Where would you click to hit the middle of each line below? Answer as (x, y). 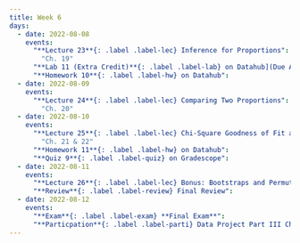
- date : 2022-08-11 (54, 166)
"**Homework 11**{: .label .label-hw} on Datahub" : (131, 150)
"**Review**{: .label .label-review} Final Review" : (133, 191)
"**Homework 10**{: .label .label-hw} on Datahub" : (131, 76)
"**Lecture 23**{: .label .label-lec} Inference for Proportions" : (161, 51)
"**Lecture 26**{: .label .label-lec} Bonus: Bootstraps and (149, 183)
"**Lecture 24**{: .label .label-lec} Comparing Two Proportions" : (161, 100)
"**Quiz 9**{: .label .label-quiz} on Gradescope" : (131, 158)
